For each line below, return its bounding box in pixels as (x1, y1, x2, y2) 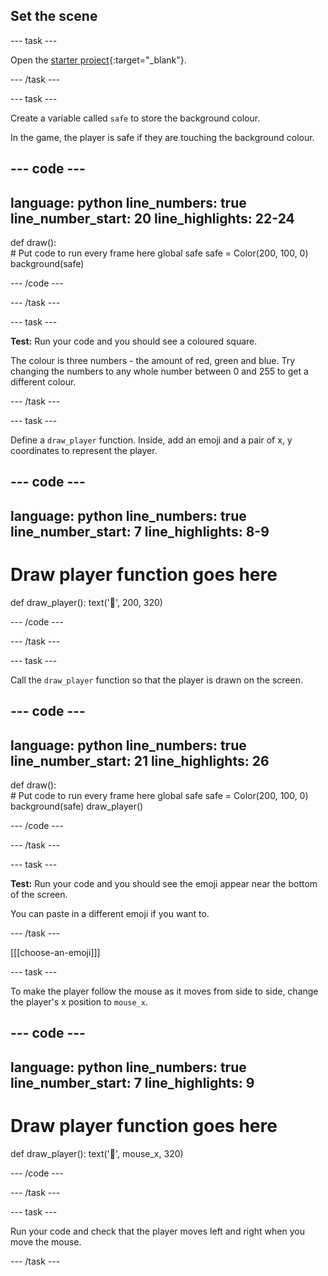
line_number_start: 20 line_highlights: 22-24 (10, 210, 295, 227)
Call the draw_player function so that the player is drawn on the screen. (10, 674, 303, 686)
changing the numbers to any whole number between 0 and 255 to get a (10, 365, 309, 378)
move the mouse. (10, 1235, 82, 1248)
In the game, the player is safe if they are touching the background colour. (10, 131, 315, 143)
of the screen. (10, 888, 68, 900)
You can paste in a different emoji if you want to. (10, 907, 210, 919)
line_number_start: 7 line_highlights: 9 (10, 1074, 255, 1091)
